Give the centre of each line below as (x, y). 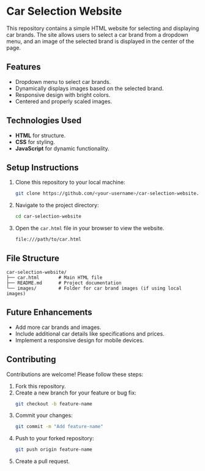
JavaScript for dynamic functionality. (62, 148)
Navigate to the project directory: (57, 205)
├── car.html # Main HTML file (54, 277)
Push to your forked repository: (54, 439)
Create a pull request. (43, 461)
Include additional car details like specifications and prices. (90, 333)
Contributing (31, 360)
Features (24, 67)
